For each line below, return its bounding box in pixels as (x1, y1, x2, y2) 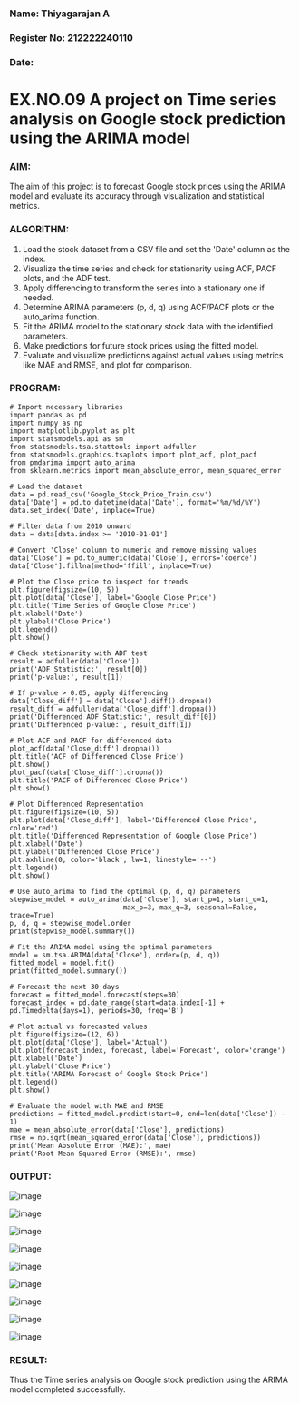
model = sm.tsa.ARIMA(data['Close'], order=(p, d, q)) (9, 950, 221, 959)
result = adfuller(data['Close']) (9, 656, 140, 665)
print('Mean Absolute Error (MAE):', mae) (9, 1141, 172, 1150)
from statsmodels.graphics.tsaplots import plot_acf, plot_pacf (9, 450, 257, 459)
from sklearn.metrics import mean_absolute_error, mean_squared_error (9, 466, 282, 475)
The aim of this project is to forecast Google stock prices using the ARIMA (9, 181, 286, 192)
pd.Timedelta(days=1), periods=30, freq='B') (9, 1006, 184, 1015)
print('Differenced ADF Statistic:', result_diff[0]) (9, 712, 217, 722)
